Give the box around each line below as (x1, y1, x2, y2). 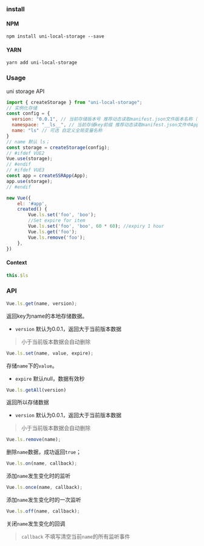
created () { (17, 206, 47, 213)
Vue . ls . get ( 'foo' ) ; (28, 228, 78, 235)
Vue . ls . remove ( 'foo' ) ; (28, 234, 86, 241)
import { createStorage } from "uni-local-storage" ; (6, 99, 143, 105)
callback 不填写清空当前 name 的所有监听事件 (21, 533, 131, 540)
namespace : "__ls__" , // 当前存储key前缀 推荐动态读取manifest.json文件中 (12, 122, 191, 128)
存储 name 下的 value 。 (6, 362, 58, 369)
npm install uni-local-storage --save (6, 33, 104, 39)
